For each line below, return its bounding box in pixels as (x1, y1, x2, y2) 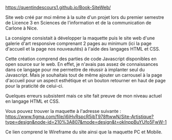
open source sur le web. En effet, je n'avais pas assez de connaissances (5, 61, 159, 67)
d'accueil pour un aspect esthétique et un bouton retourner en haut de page (5, 78, 166, 83)
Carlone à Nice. (5, 25, 38, 31)
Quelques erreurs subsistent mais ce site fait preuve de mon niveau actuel (5, 93, 162, 99)
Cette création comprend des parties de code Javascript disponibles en (5, 56, 157, 62)
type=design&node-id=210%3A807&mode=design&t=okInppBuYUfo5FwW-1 (5, 119, 167, 125)
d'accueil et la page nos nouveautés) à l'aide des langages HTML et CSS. (5, 46, 160, 52)
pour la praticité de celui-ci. (5, 83, 64, 89)
